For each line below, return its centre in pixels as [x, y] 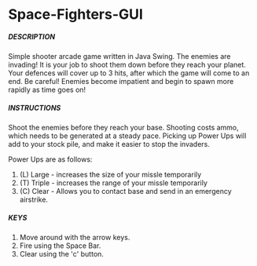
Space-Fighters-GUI [76, 15]
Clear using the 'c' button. [62, 254]
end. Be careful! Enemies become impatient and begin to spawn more [121, 82]
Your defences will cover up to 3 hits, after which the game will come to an [129, 73]
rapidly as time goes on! [47, 90]
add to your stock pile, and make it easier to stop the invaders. [109, 144]
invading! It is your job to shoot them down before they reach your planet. [127, 65]
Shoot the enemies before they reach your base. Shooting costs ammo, [124, 128]
